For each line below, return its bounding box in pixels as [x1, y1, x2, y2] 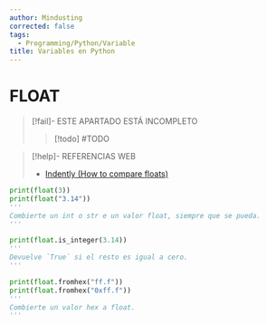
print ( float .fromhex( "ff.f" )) [9, 277, 124, 286]
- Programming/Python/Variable [17, 38, 136, 48]
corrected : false [9, 22, 75, 31]
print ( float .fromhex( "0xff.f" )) [9, 286, 131, 295]
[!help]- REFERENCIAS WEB [31, 151, 136, 162]
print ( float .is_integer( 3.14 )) [9, 236, 128, 245]
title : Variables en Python [9, 47, 116, 56]
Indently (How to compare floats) [44, 168, 169, 179]
